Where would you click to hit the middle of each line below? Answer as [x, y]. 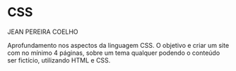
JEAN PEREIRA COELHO [43, 32]
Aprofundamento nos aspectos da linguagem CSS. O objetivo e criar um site [118, 45]
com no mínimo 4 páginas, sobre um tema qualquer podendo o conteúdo [114, 53]
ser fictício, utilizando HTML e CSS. [59, 60]
